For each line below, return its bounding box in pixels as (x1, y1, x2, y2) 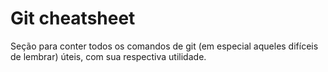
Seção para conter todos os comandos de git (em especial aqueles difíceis (10, 40, 319, 52)
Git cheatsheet (10, 7, 136, 30)
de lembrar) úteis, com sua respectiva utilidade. (10, 50, 207, 62)
